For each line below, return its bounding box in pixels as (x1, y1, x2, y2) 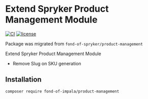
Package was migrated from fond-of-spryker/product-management (5, 40, 143, 46)
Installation (5, 75, 42, 84)
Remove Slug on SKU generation (12, 60, 81, 66)
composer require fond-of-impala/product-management (5, 89, 120, 94)
